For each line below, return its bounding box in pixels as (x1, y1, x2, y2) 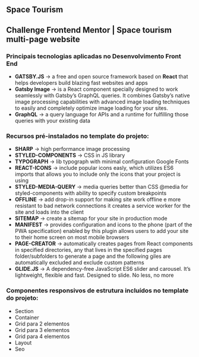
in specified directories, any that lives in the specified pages (14, 247, 162, 254)
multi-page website (6, 34, 80, 44)
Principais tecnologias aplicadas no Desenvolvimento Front (6, 52, 181, 60)
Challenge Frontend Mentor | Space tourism (6, 25, 172, 35)
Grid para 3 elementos (14, 326, 70, 333)
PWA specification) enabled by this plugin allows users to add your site (14, 228, 189, 235)
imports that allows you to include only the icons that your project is (14, 170, 181, 178)
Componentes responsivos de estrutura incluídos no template (6, 286, 189, 295)
